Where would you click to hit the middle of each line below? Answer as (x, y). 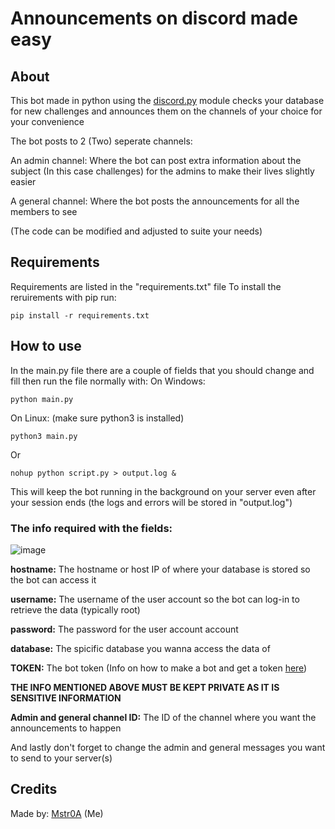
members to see (44, 211)
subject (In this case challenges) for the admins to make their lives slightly (162, 171)
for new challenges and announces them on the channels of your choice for (166, 111)
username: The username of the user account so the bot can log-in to (155, 599)
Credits (34, 789)
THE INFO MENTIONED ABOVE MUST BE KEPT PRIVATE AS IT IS (145, 687)
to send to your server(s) (61, 758)
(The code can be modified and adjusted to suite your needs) (136, 231)
